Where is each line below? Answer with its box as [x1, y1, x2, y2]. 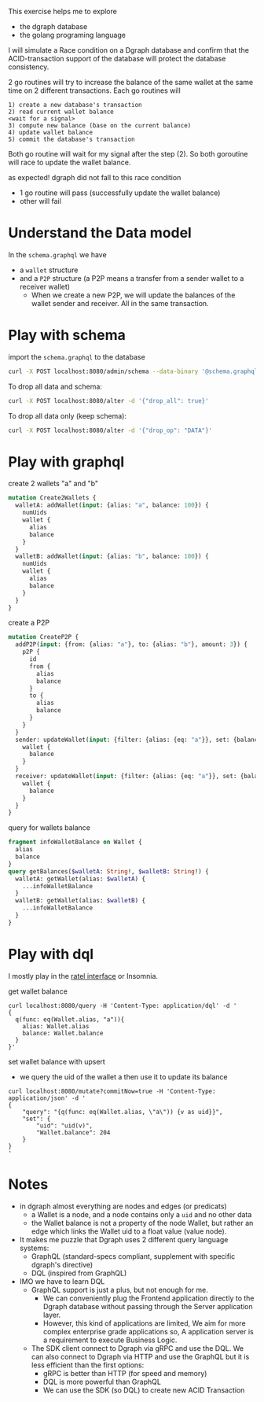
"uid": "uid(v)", [36, 1121, 93, 1130]
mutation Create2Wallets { [8, 494, 97, 502]
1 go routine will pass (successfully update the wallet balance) [19, 188, 221, 197]
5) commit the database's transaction [8, 135, 135, 143]
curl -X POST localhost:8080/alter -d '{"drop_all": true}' [8, 397, 210, 404]
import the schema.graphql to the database [8, 352, 145, 361]
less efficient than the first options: [31, 1360, 145, 1370]
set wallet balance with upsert [8, 1057, 106, 1066]
